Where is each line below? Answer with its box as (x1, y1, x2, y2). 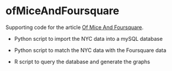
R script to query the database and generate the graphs (14, 58, 151, 65)
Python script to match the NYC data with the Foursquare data (14, 46, 167, 54)
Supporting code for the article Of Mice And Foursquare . (5, 24, 144, 31)
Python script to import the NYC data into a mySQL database (14, 35, 163, 42)
